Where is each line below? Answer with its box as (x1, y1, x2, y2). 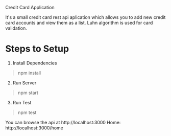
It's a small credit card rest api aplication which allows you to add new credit (5, 14, 166, 20)
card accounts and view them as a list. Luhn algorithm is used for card (5, 20, 153, 26)
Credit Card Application (5, 5, 55, 10)
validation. (5, 25, 27, 31)
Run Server (12, 79, 37, 86)
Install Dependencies (12, 60, 57, 66)
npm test (17, 109, 37, 116)
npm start (17, 89, 38, 96)
